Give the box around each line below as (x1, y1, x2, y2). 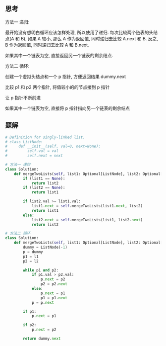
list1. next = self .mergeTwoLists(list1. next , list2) (31, 203, 143, 208)
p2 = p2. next (40, 281, 68, 287)
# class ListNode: (5, 139, 43, 144)
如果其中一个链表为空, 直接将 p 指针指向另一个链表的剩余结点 (5, 105, 130, 111)
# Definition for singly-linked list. (5, 135, 85, 140)
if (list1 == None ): (23, 176, 65, 181)
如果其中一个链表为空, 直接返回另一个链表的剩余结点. (5, 52, 113, 58)
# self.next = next (5, 153, 63, 158)
